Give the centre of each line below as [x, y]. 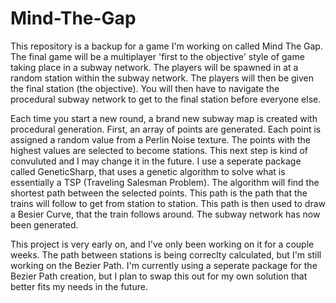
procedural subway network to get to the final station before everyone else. [166, 99]
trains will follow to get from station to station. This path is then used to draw [168, 203]
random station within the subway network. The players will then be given [162, 78]
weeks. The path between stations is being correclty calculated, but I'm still [166, 254]
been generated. [44, 224]
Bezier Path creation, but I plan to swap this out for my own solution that [159, 276]
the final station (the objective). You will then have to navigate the [145, 88]
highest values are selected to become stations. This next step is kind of [159, 150]
